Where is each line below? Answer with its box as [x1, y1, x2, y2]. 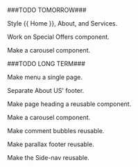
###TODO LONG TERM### [7, 60, 85, 68]
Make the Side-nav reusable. [7, 154, 90, 161]
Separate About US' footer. [7, 87, 85, 94]
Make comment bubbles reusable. [7, 127, 105, 134]
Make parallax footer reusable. [7, 140, 95, 148]
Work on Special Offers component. [7, 33, 110, 41]
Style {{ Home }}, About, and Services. [7, 19, 118, 27]
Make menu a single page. [7, 73, 83, 81]
